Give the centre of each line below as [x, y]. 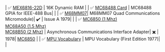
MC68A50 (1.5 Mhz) [26, 26]
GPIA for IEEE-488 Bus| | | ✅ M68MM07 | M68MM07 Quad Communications [82, 13]
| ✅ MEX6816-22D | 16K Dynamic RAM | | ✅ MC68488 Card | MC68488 [78, 8]
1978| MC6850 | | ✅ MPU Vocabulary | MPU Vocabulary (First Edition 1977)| [83, 39]
